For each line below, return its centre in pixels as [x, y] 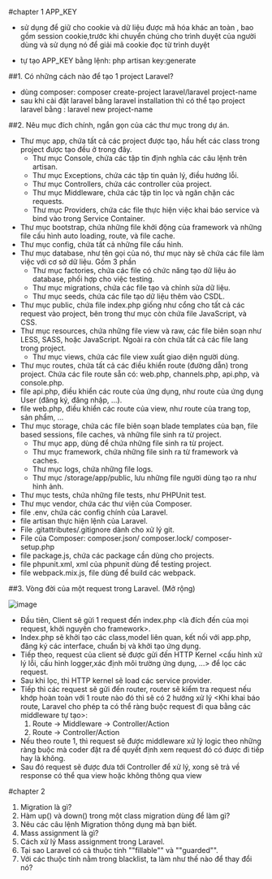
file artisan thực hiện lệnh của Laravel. [84, 521]
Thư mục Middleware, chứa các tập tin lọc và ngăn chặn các [134, 193]
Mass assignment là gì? [59, 833]
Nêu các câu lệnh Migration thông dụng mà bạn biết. [108, 824]
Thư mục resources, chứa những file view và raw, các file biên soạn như [141, 331]
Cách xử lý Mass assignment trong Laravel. [92, 842]
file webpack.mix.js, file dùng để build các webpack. [108, 573]
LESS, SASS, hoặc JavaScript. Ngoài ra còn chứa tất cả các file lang [134, 339]
